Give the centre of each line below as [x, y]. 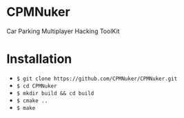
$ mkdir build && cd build [55, 93]
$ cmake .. [32, 101]
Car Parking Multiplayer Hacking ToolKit [63, 31]
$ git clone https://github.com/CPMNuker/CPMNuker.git [97, 79]
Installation [39, 59]
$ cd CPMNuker [37, 86]
